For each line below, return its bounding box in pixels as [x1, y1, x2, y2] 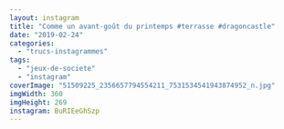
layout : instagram [9, 13, 79, 23]
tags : [9, 55, 30, 64]
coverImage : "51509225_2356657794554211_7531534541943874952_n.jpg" [9, 81, 276, 90]
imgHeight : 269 [9, 97, 68, 107]
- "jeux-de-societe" [17, 64, 96, 74]
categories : [9, 38, 55, 48]
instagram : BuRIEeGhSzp [9, 106, 100, 115]
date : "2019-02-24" [9, 30, 84, 39]
